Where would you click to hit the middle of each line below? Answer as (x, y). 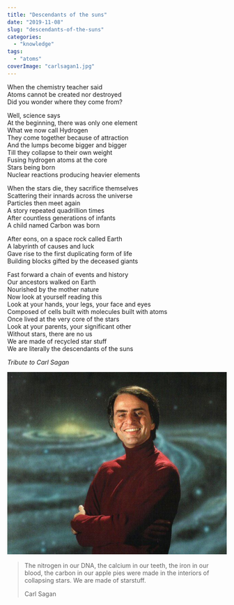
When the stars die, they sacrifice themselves (73, 188)
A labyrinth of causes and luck (51, 246)
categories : (24, 37)
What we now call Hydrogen (48, 130)
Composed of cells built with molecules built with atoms (87, 311)
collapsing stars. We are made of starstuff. (85, 580)
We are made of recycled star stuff (57, 341)
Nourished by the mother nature (53, 289)
